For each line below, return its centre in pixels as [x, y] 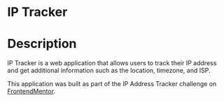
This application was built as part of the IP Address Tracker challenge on [112, 84]
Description [42, 44]
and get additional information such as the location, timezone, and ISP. [109, 71]
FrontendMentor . [31, 92]
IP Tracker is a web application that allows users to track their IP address [112, 63]
